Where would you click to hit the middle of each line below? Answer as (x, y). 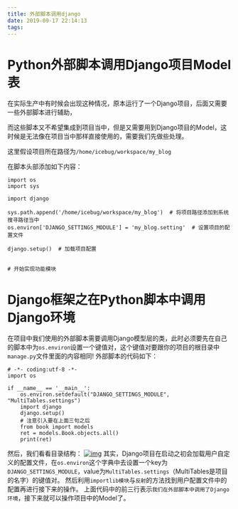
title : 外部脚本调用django (44, 14)
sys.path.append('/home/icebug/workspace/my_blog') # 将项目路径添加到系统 (118, 213)
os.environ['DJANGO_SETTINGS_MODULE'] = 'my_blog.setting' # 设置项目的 (116, 228)
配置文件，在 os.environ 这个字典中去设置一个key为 (94, 463)
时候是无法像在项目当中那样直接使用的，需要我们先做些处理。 (98, 137)
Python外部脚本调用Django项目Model (119, 64)
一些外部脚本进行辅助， (42, 112)
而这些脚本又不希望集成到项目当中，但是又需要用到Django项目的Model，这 (117, 127)
